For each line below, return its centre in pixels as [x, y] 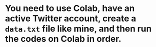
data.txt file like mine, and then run [78, 29]
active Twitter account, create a [71, 18]
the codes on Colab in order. [63, 39]
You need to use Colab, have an [70, 8]
